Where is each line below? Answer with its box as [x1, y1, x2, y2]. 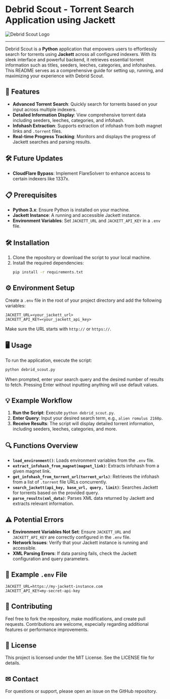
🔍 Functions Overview [5, 441, 78, 450]
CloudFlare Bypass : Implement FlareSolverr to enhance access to [12, 170, 151, 176]
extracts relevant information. [12, 500, 74, 506]
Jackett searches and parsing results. [12, 139, 92, 145]
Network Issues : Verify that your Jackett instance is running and [12, 539, 148, 546]
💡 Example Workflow [5, 396, 72, 405]
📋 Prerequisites [5, 190, 57, 199]
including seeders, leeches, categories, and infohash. [12, 117, 124, 123]
